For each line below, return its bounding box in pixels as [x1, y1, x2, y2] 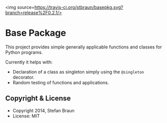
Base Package [5, 27, 66, 39]
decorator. [12, 74, 35, 80]
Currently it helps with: [5, 59, 53, 65]
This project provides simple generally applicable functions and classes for [5, 44, 162, 50]
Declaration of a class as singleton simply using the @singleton [12, 69, 145, 75]
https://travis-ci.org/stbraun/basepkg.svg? [34, 5, 123, 10]
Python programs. [5, 49, 43, 55]
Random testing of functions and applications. [12, 79, 109, 85]
